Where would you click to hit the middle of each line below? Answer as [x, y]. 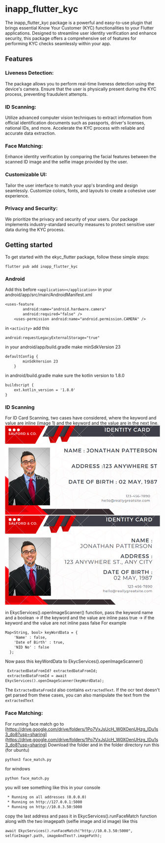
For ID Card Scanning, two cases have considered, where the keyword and [81, 418]
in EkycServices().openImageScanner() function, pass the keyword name [79, 613]
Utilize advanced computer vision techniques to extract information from [79, 117]
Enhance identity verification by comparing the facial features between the [81, 157]
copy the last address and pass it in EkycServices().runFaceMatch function [81, 816]
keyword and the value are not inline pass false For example [66, 623]
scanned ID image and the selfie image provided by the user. [67, 162]
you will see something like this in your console [53, 787]
